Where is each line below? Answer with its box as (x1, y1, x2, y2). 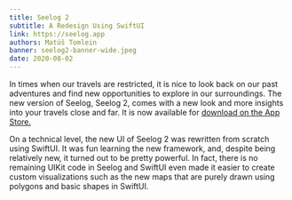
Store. (9, 116, 32, 127)
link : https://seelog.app (9, 29, 105, 38)
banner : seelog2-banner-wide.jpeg (9, 46, 138, 55)
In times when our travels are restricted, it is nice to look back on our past (9, 79, 278, 89)
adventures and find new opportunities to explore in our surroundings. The (9, 88, 282, 99)
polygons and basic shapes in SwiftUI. (9, 181, 149, 191)
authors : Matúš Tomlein (9, 37, 98, 47)
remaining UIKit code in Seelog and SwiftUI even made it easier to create (9, 162, 275, 172)
